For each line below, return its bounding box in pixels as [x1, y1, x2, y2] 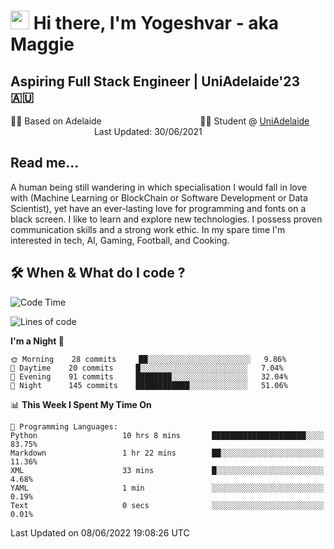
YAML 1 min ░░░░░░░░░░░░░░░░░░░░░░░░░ [10, 483, 325, 493]
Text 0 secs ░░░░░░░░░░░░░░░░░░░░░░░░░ [10, 500, 325, 510]
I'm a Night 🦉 [10, 335, 65, 347]
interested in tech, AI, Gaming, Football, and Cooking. [10, 234, 230, 246]
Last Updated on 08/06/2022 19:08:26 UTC [10, 526, 190, 539]
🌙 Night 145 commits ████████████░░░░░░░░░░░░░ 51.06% [10, 380, 288, 390]
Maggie [10, 33, 75, 56]
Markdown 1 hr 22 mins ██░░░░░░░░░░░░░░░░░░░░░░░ [10, 448, 325, 458]
